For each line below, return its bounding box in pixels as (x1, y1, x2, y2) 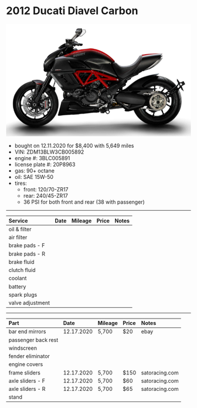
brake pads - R (8, 250, 46, 257)
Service (8, 217, 28, 224)
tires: (14, 180, 28, 187)
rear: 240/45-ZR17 (23, 193, 69, 200)
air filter (8, 234, 28, 241)
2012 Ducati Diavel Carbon (6, 4, 138, 18)
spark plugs (8, 291, 38, 298)
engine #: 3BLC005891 (14, 155, 70, 162)
